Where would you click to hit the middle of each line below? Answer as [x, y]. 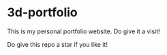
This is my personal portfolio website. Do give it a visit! [83, 31]
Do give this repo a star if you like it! [57, 44]
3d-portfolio [43, 13]
